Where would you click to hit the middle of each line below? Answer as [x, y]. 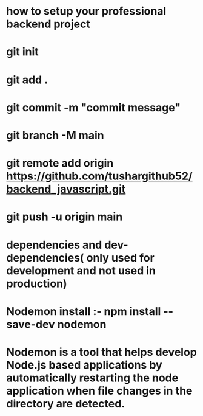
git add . [27, 80]
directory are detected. [66, 404]
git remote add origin [60, 163]
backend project [48, 24]
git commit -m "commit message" [93, 107]
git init [23, 52]
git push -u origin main [65, 217]
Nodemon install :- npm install [84, 311]
